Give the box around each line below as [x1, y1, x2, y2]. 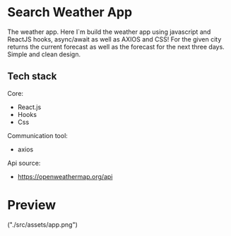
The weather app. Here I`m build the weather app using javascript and [7, 27, 211, 36]
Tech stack [7, 70, 57, 82]
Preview [7, 197, 57, 213]
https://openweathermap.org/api [17, 172, 113, 180]
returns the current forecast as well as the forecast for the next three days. [7, 42, 225, 51]
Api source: [7, 159, 41, 167]
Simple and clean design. [7, 50, 81, 58]
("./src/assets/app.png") [7, 220, 78, 229]
